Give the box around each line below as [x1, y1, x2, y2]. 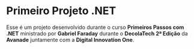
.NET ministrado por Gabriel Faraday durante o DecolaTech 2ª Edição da [6, 30, 188, 37]
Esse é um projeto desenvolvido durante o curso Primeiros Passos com [6, 24, 184, 31]
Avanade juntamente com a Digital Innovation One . [6, 36, 135, 43]
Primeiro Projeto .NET [6, 4, 117, 18]
